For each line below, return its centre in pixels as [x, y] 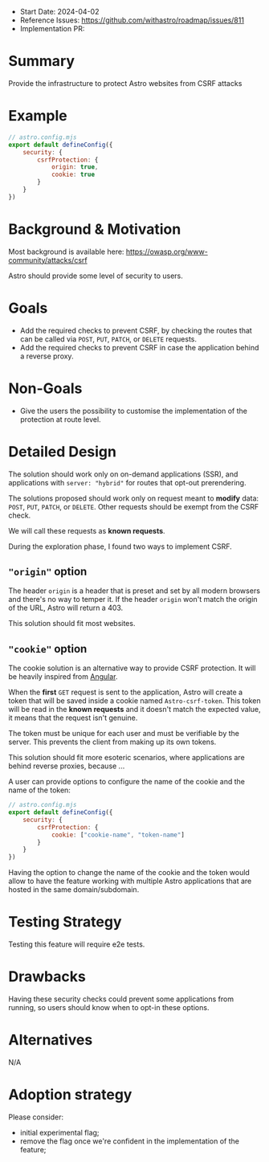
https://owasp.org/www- [167, 252]
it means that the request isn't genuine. [73, 718]
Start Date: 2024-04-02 [59, 12]
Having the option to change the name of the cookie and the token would [129, 873]
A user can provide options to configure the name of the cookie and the [126, 782]
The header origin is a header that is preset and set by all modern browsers [134, 591]
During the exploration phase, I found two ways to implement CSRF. [120, 546]
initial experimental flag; [59, 1132]
